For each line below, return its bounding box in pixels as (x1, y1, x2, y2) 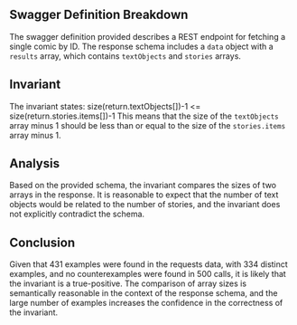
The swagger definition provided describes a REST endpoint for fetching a (9, 31, 286, 42)
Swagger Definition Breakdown (9, 7, 189, 23)
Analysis (9, 156, 60, 171)
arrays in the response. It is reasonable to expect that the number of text (9, 189, 279, 200)
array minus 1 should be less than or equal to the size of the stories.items (9, 119, 286, 130)
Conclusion (9, 234, 76, 250)
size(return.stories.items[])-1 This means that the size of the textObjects (9, 110, 279, 121)
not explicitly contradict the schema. (9, 208, 145, 220)
